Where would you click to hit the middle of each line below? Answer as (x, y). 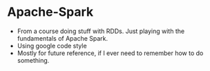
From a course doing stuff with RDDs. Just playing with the (101, 31)
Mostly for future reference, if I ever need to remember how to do (110, 53)
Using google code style (52, 45)
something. (33, 60)
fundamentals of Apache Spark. (63, 38)
